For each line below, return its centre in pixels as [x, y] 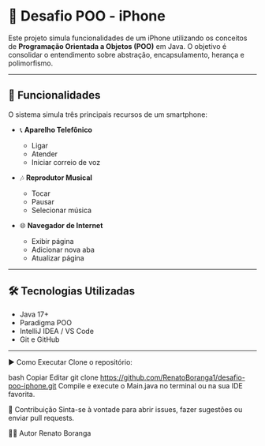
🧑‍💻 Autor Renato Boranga [50, 433]
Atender [44, 154]
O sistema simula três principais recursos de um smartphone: [108, 114]
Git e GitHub [39, 339]
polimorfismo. [31, 63]
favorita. [22, 394]
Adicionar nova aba [63, 249]
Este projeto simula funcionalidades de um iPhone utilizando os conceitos [128, 38]
